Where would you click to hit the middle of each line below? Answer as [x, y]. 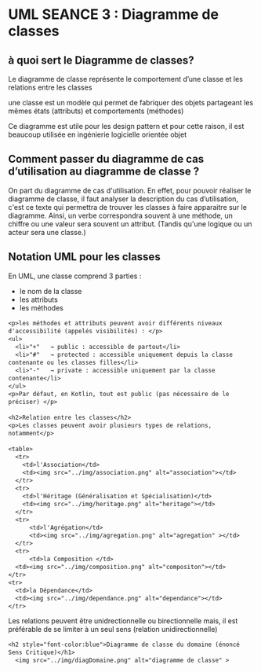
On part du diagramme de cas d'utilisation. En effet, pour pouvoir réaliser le [130, 190]
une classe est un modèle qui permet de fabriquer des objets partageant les [131, 103]
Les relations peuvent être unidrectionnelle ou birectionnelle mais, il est [123, 621]
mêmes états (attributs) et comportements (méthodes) [96, 111]
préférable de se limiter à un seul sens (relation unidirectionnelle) [113, 629]
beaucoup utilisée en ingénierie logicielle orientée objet [97, 134]
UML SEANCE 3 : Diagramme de [114, 15]
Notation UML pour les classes [84, 257]
